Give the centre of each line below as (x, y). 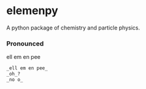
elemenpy (32, 11)
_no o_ (15, 79)
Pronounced (25, 44)
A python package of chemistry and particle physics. (73, 28)
